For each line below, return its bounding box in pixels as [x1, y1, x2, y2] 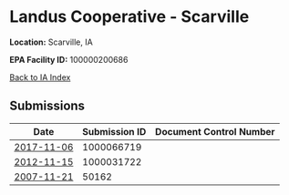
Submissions [9, 98, 85, 114]
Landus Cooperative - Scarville [9, 6, 250, 27]
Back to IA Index [9, 71, 71, 83]
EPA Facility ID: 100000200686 [9, 54, 129, 65]
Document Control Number [154, 125, 275, 138]
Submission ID [81, 125, 147, 138]
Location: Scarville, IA [9, 36, 93, 47]
